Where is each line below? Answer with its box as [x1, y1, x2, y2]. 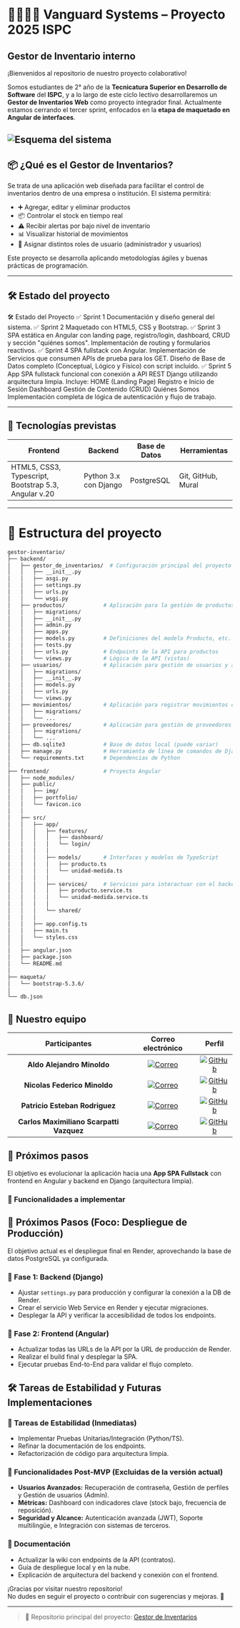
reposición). [17, 1506, 54, 1514]
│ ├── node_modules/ [7, 774, 75, 781]
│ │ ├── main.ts [7, 927, 69, 934]
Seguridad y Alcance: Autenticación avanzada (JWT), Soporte [17, 1514, 204, 1522]
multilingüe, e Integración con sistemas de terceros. [17, 1521, 171, 1530]
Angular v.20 [11, 488, 55, 498]
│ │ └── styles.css [7, 933, 79, 941]
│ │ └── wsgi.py [7, 595, 69, 602]
